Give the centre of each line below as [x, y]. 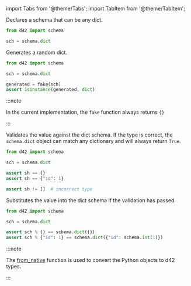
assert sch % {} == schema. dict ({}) [51, 232]
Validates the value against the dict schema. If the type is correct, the [90, 135]
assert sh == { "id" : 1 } [35, 178]
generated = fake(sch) [34, 84]
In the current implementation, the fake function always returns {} [85, 112]
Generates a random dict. [37, 52]
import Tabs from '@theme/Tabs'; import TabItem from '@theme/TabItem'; [96, 8]
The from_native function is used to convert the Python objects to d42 [91, 260]
